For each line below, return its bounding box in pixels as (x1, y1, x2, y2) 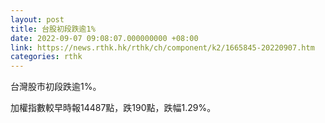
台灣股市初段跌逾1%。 (10, 81, 102, 93)
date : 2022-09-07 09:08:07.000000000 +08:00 (10, 33, 199, 43)
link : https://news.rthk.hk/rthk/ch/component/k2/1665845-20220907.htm (10, 42, 315, 53)
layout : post (10, 14, 65, 25)
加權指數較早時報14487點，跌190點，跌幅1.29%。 (10, 102, 217, 114)
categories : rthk (10, 52, 83, 62)
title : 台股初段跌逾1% (10, 24, 96, 34)
